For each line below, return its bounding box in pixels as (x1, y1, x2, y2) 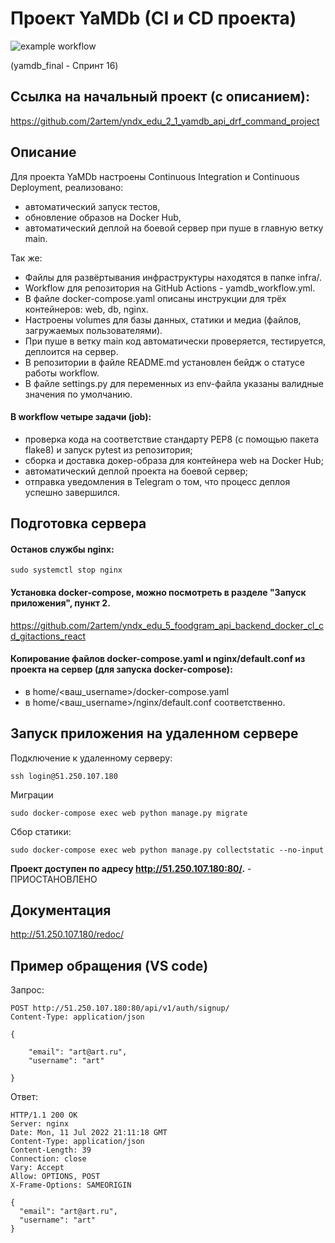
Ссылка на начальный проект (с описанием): (10, 88, 311, 106)
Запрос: (10, 984, 45, 996)
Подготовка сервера (10, 515, 147, 532)
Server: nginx (10, 1119, 70, 1129)
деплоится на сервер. (24, 345, 119, 357)
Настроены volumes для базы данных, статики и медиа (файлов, (24, 313, 302, 326)
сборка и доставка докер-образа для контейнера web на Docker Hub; (24, 454, 324, 466)
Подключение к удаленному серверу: (10, 752, 173, 764)
